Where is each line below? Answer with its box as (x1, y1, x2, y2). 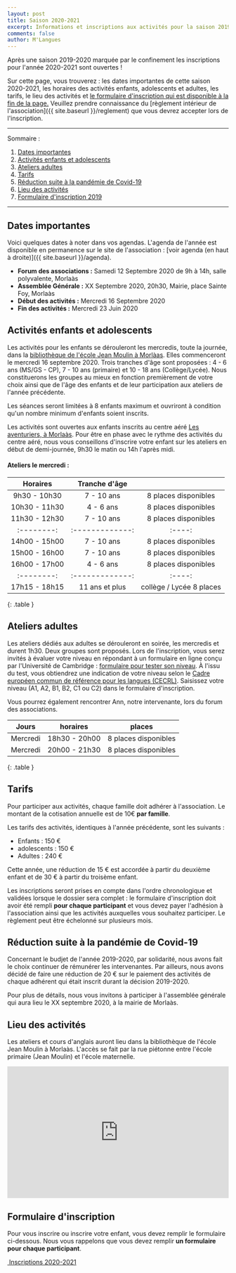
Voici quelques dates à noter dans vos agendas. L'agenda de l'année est (7, 238, 217, 247)
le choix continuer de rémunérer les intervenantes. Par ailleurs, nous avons (7, 962, 224, 971)
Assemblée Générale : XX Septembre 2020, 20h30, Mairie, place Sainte (17, 282, 227, 290)
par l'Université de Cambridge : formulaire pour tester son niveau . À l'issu (7, 661, 220, 670)
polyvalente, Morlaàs (17, 274, 79, 282)
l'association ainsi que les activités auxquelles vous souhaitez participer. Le (7, 908, 226, 917)
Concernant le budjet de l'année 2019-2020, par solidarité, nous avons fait (7, 955, 223, 963)
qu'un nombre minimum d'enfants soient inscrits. (7, 409, 149, 417)
